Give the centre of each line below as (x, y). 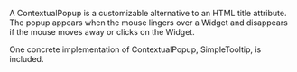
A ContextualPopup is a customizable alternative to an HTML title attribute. (148, 13)
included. (27, 59)
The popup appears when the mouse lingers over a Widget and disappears (149, 22)
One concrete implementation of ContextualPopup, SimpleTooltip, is (135, 49)
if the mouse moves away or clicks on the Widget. (102, 32)
